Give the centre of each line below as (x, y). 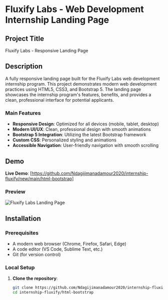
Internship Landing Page (57, 20)
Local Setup (20, 267)
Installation (23, 218)
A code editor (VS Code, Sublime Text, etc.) (57, 249)
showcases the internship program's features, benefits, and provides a (78, 95)
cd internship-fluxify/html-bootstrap (53, 292)
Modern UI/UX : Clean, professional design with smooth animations (82, 129)
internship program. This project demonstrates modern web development (81, 84)
